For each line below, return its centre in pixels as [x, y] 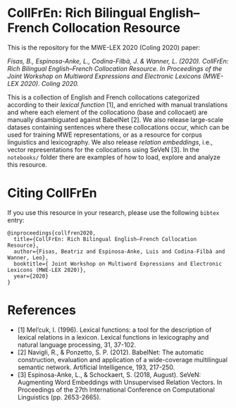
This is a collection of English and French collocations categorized [103, 97]
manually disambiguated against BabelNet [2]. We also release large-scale [116, 119]
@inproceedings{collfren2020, [52, 233]
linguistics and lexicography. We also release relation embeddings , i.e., [110, 142]
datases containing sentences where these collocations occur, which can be [118, 127]
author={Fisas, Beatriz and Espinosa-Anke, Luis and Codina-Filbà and [119, 252]
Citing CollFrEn [52, 193]
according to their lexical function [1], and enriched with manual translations [117, 104]
